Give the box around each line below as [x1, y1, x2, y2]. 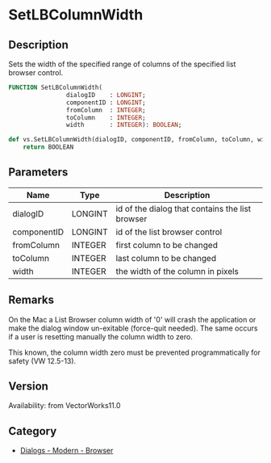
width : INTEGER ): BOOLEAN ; [65, 121, 182, 129]
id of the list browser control [115, 226, 223, 238]
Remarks [8, 293, 55, 307]
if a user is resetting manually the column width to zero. [8, 331, 194, 341]
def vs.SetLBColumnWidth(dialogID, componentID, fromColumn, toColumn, [8, 136, 254, 144]
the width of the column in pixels [115, 265, 240, 276]
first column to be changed [115, 239, 218, 250]
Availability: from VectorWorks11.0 [8, 401, 121, 410]
